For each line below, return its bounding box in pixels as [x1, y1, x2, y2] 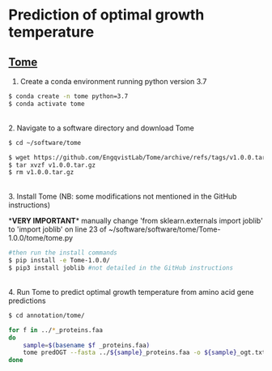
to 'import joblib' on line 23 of [8, 224, 107, 234]
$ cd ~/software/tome [8, 139, 82, 147]
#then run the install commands [8, 249, 117, 257]
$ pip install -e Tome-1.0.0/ [8, 257, 111, 265]
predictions [8, 296, 46, 305]
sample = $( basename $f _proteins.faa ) [23, 341, 151, 349]
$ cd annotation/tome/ [8, 311, 85, 319]
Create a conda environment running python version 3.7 [19, 77, 207, 86]
